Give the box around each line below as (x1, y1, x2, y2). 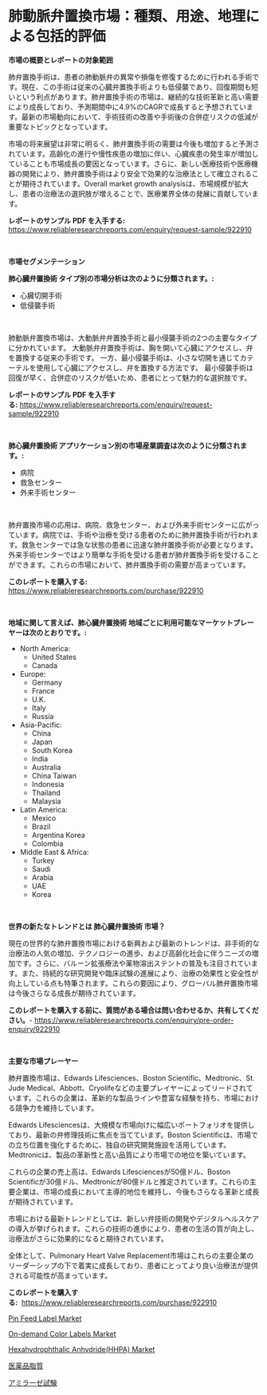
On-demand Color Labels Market (8, 1329, 117, 1338)
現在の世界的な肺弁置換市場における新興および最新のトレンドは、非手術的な (8, 939, 260, 948)
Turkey (31, 856, 55, 865)
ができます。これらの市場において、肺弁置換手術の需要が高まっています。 (8, 559, 250, 569)
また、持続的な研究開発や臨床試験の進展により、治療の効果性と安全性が (21, 968, 259, 978)
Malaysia (31, 796, 61, 806)
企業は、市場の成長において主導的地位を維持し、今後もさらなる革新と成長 (14, 1187, 260, 1196)
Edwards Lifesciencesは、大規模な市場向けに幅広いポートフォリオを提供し (8, 1120, 255, 1129)
